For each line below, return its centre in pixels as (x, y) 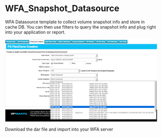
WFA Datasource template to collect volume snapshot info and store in (75, 22)
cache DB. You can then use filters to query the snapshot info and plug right (81, 27)
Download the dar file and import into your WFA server (59, 129)
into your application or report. (35, 32)
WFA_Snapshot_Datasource (62, 8)
